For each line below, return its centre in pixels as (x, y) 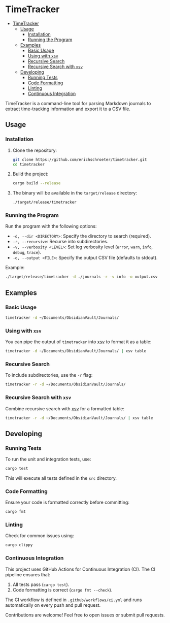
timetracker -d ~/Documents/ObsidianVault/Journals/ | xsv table (76, 351)
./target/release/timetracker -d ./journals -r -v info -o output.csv (81, 277)
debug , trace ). (27, 252)
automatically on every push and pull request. (53, 605)
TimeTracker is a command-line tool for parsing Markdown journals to (78, 103)
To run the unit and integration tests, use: (48, 459)
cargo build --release (37, 183)
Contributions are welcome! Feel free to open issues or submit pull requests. (85, 615)
